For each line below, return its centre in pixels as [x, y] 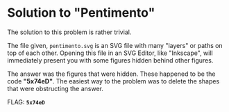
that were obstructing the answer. [56, 88]
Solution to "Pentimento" [81, 13]
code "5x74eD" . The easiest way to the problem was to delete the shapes [113, 81]
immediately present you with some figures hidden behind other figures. [110, 60]
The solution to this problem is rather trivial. [69, 32]
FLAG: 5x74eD [26, 102]
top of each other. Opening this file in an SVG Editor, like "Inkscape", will [110, 53]
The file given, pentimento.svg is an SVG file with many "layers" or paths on [115, 45]
